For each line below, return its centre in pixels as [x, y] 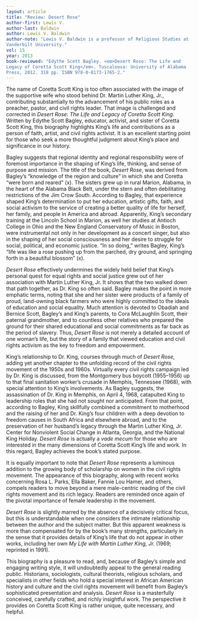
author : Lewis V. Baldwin [38, 34]
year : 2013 [20, 56]
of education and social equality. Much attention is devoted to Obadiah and [98, 308]
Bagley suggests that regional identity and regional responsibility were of [95, 157]
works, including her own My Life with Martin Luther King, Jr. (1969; [89, 544]
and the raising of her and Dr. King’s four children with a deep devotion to [95, 413]
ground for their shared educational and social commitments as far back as [98, 326]
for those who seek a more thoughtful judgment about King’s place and [92, 139]
